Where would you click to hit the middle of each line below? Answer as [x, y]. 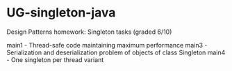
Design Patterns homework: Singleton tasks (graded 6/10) [89, 32]
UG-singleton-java [61, 13]
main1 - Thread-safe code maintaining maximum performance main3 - [107, 45]
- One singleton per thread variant [55, 59]
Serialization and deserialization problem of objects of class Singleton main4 [116, 52]
